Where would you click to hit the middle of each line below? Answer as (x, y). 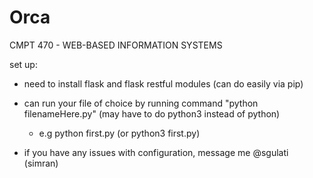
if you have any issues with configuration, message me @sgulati (156, 152)
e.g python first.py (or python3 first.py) (119, 133)
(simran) (41, 163)
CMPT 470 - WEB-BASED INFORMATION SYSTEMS (116, 45)
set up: (23, 64)
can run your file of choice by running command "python (141, 103)
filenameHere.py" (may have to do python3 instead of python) (152, 113)
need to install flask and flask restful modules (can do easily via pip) (163, 83)
